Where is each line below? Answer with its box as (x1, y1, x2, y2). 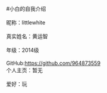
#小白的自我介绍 (6, 5, 46, 12)
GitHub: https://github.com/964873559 (6, 60, 101, 67)
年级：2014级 (6, 46, 40, 54)
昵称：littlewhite (6, 19, 46, 26)
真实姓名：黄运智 (6, 33, 48, 40)
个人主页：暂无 (6, 67, 43, 73)
